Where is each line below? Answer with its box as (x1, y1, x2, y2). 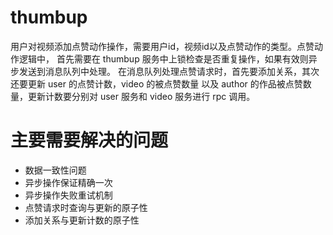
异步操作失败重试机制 (24, 189, 113, 201)
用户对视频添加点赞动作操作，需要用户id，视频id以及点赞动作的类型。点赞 (10, 40, 315, 52)
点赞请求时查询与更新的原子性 (24, 201, 148, 213)
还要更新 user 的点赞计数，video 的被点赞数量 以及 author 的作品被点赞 (10, 77, 303, 90)
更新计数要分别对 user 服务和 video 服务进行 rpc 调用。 (27, 90, 256, 102)
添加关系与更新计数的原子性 (24, 214, 140, 226)
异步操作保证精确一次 (24, 176, 113, 188)
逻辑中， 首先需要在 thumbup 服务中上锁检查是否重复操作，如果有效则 (18, 52, 309, 65)
